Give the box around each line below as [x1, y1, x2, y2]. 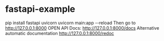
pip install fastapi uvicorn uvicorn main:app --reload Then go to [5, 20, 136, 26]
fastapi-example [5, 3, 75, 15]
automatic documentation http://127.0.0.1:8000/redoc [5, 30, 114, 36]
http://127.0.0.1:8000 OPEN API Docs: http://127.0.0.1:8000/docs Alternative [5, 25, 159, 31]
